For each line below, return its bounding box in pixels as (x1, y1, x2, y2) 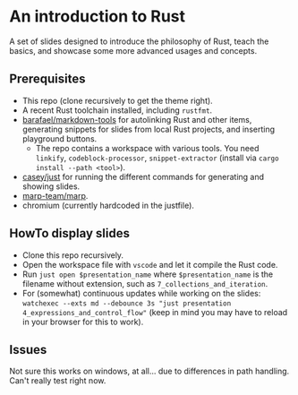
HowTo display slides (9, 226, 131, 241)
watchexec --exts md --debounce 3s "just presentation (21, 298, 232, 308)
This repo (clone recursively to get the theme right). (21, 95, 213, 106)
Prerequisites (9, 72, 86, 87)
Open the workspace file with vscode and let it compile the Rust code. (21, 259, 278, 270)
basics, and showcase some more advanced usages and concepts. (9, 45, 258, 56)
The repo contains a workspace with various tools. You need (35, 142, 260, 153)
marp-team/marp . (21, 190, 89, 201)
